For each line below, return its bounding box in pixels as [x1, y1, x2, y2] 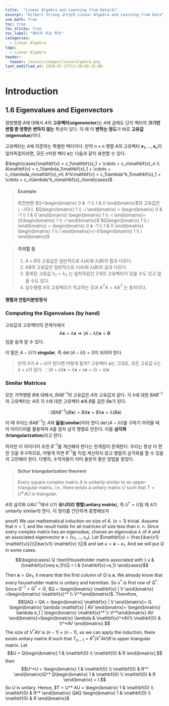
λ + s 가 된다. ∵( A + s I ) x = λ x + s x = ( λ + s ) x [17, 366, 109, 372]
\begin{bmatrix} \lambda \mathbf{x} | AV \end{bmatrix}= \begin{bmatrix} [9, 604, 160, 610]
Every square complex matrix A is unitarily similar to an [17, 479, 132, 486]
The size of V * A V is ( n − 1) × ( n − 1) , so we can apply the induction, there [5, 628, 155, 635]
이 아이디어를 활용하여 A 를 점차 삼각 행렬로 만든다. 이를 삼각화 [5, 426, 127, 432]
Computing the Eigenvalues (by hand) [5, 310, 100, 317]
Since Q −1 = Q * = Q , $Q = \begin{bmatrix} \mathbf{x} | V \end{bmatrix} [5, 585, 154, 592]
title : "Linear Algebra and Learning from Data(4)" [5, 7, 119, 13]
